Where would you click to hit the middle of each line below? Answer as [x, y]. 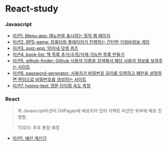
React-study [32, 9]
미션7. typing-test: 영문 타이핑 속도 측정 [51, 86]
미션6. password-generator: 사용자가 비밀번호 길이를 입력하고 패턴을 [80, 73]
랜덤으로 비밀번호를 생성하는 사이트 [52, 79]
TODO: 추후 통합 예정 [39, 127]
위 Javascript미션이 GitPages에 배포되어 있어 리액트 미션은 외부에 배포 [87, 110]
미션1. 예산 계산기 [29, 138]
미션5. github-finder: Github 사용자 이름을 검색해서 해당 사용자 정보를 [81, 61]
